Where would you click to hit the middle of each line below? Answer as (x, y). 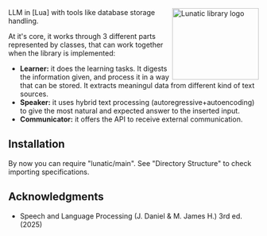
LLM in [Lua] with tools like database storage (82, 12)
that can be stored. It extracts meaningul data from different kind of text (137, 85)
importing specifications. (49, 172)
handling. (23, 21)
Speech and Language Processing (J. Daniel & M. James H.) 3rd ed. (131, 216)
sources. (34, 94)
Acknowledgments (56, 197)
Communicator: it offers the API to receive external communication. (131, 119)
